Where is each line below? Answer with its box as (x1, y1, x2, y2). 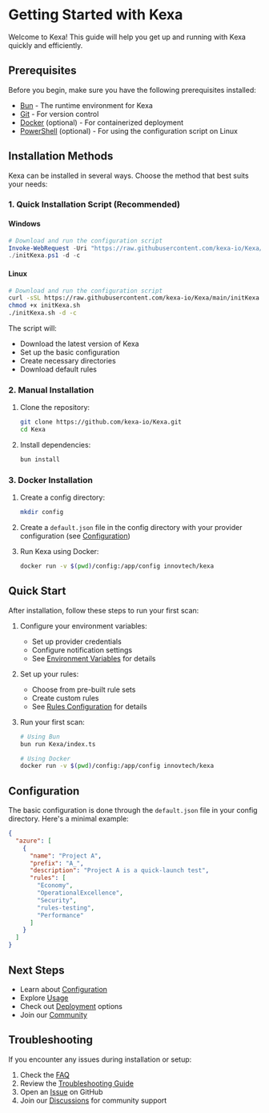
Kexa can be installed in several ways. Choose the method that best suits (8, 171, 250, 180)
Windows (8, 219, 41, 229)
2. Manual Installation (8, 384, 94, 396)
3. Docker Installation (8, 474, 94, 485)
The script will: (8, 323, 58, 333)
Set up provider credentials (31, 637, 122, 646)
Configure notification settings (31, 645, 133, 654)
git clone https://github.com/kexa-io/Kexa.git (19, 418, 182, 426)
